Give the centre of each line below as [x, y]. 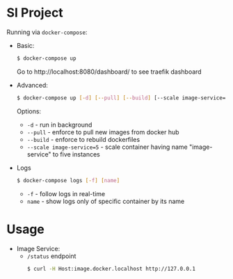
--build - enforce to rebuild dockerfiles [83, 139]
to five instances [76, 154]
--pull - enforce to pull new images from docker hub [103, 132]
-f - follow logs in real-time [66, 193]
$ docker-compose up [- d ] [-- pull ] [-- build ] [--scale [98, 98]
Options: [29, 111]
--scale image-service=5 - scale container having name [107, 147]
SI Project [35, 13]
